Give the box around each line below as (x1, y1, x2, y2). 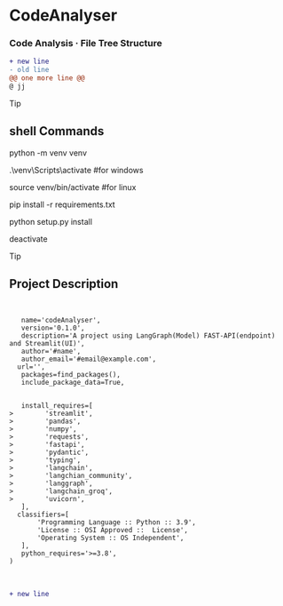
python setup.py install (9, 216, 93, 227)
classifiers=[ (17, 510, 69, 519)
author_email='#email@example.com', (20, 355, 157, 363)
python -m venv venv (9, 148, 87, 158)
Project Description (9, 276, 119, 291)
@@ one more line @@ (9, 74, 86, 83)
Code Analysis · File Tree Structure (9, 37, 162, 50)
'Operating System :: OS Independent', (36, 533, 185, 542)
